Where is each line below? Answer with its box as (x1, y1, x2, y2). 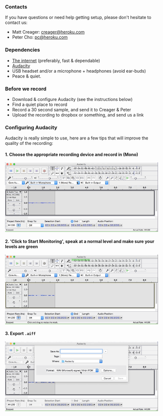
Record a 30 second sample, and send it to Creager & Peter (12, 106, 131, 113)
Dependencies (5, 46, 40, 53)
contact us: (5, 20, 28, 25)
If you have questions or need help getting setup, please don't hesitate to (5, 15, 151, 20)
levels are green (5, 244, 38, 249)
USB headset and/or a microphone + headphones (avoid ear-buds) (12, 68, 147, 74)
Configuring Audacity (5, 124, 57, 131)
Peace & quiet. (12, 73, 41, 79)
